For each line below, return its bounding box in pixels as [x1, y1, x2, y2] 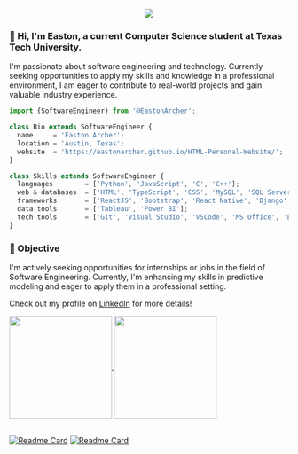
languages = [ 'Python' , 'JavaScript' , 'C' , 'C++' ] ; [17, 180, 240, 189]
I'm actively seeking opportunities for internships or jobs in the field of [9, 262, 266, 272]
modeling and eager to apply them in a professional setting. [9, 280, 227, 292]
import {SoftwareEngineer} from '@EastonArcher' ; [9, 106, 197, 115]
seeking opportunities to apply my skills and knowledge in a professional [9, 71, 275, 82]
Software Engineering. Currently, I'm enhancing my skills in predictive [9, 271, 263, 282]
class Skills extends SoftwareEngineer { [9, 171, 165, 181]
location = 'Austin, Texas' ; [17, 138, 125, 148]
